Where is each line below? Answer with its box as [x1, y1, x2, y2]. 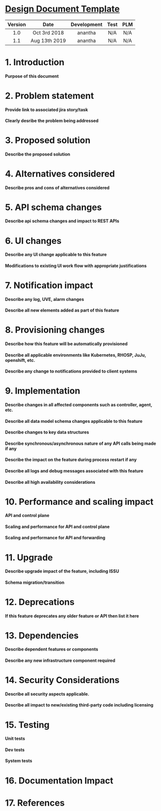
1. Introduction [5, 57, 65, 68]
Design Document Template [5, 3, 120, 15]
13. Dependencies [5, 630, 79, 641]
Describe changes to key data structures [5, 429, 89, 435]
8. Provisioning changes [5, 324, 105, 336]
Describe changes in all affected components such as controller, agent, [5, 401, 152, 408]
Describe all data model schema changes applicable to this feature [5, 418, 143, 424]
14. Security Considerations [5, 674, 120, 686]
